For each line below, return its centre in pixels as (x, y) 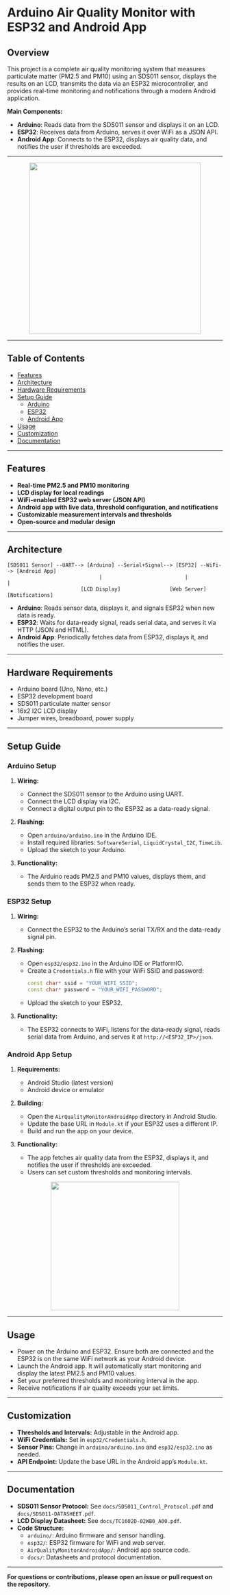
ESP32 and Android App (77, 27)
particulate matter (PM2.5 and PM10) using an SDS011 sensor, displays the (112, 76)
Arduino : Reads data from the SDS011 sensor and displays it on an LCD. (118, 125)
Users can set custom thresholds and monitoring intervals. (110, 1172)
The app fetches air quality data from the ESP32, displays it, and (118, 1158)
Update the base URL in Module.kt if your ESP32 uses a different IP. (123, 1124)
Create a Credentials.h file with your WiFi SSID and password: (115, 971)
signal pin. (42, 937)
